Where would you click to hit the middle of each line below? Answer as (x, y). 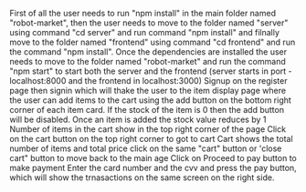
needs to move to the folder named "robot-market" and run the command (148, 61)
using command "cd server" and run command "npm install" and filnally (145, 32)
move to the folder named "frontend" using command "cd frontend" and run (153, 42)
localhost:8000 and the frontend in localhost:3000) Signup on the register (148, 81)
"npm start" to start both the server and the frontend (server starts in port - (151, 71)
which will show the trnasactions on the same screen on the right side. (142, 177)
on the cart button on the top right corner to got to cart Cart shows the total (152, 139)
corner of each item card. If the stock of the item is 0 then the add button (147, 110)
